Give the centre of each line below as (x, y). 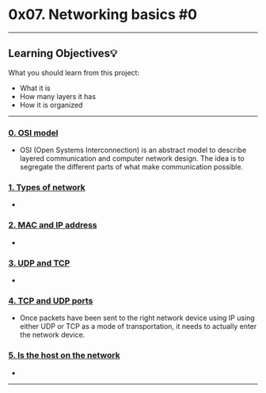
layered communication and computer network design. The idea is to (132, 158)
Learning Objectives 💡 (63, 53)
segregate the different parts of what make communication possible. (131, 167)
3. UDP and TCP (39, 263)
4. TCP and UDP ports (51, 300)
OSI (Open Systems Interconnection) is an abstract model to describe (133, 150)
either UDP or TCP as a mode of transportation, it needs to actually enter (138, 326)
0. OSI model (33, 132)
